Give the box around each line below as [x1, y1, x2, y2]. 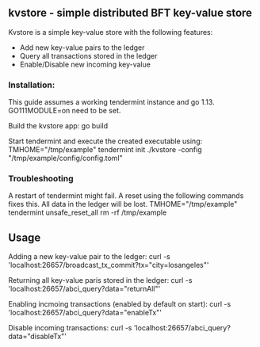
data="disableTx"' [8, 332, 67, 341]
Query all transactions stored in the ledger [19, 51, 158, 60]
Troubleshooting [8, 173, 74, 185]
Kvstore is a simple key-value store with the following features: [8, 27, 213, 36]
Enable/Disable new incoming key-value [19, 59, 151, 69]
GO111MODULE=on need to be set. [8, 106, 121, 116]
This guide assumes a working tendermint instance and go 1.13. [8, 97, 216, 107]
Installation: [8, 79, 55, 90]
